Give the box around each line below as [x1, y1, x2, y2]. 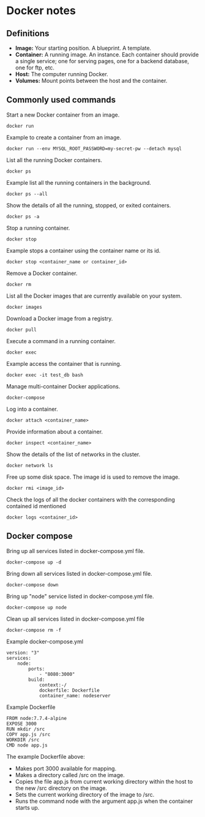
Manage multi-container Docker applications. [6, 382, 121, 390]
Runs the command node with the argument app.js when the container [15, 797, 193, 805]
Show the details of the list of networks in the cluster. [6, 451, 141, 458]
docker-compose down [6, 581, 59, 588]
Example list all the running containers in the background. [6, 179, 152, 186]
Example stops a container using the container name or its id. [6, 247, 161, 254]
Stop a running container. [6, 224, 70, 231]
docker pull [6, 327, 37, 333]
